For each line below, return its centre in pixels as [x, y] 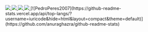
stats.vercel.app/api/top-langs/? [39, 14]
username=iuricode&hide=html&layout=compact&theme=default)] [74, 19]
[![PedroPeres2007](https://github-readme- [76, 8]
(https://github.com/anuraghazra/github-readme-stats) [62, 24]
